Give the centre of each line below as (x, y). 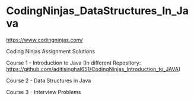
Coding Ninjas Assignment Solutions (51, 51)
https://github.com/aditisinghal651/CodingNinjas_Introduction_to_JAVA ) (93, 69)
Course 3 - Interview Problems (44, 92)
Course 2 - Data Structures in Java (49, 80)
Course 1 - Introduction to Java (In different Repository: (74, 63)
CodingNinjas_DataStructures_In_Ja (97, 11)
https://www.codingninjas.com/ (44, 40)
